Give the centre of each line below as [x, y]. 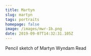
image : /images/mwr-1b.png [34, 29]
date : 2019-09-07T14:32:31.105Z [39, 34]
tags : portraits [22, 19]
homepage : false [22, 24]
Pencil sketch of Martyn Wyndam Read [46, 48]
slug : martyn [19, 15]
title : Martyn [20, 10]
